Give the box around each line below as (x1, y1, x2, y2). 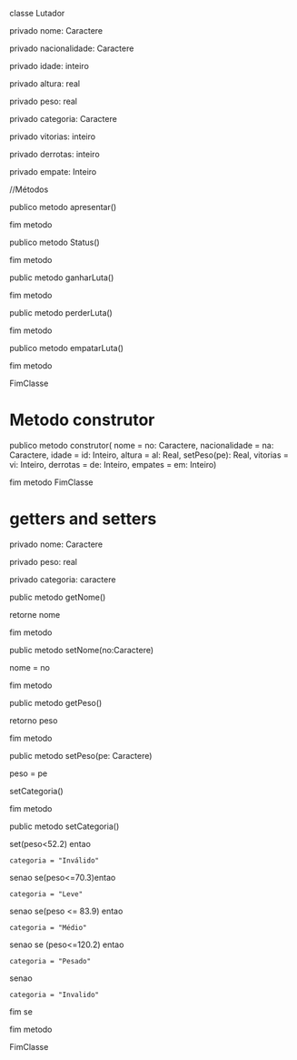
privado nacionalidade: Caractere (9, 43, 134, 54)
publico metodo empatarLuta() (9, 343, 124, 353)
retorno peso (9, 714, 58, 726)
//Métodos (9, 184, 49, 195)
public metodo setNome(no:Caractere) (9, 644, 154, 655)
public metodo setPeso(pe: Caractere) (9, 750, 153, 761)
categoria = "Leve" (9, 889, 84, 899)
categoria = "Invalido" (9, 990, 100, 999)
